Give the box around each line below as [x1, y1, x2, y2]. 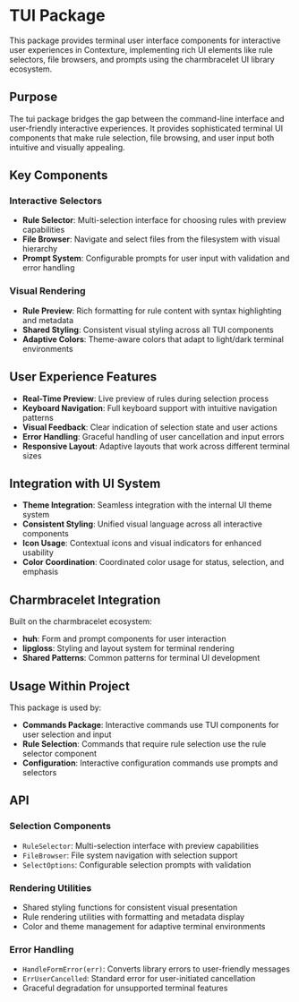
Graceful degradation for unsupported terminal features [21, 982, 228, 994]
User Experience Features [9, 369, 158, 385]
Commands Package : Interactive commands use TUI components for [21, 719, 279, 730]
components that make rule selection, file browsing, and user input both [9, 132, 275, 143]
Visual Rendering [9, 285, 87, 297]
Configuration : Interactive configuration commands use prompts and [21, 758, 278, 768]
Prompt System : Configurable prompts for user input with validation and [21, 253, 290, 264]
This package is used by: [9, 702, 102, 713]
